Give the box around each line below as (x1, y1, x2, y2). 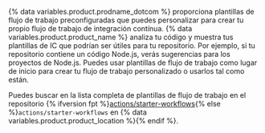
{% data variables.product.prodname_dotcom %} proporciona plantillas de (8, 7, 255, 16)
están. (8, 75, 30, 84)
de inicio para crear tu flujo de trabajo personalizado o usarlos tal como (8, 66, 245, 75)
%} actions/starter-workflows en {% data (8, 107, 147, 117)
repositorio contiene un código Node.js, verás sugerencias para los (8, 50, 230, 58)
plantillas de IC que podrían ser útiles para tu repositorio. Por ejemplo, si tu (8, 41, 255, 50)
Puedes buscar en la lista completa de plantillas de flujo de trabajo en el (8, 91, 247, 99)
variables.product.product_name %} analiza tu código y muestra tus (8, 32, 234, 42)
